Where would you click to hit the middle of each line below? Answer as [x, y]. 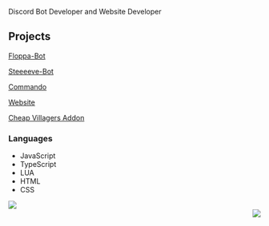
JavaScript [38, 156]
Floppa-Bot [27, 56]
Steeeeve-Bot [31, 71]
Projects [30, 36]
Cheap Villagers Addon [46, 117]
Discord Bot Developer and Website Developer [85, 12]
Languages [31, 138]
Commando [28, 86]
